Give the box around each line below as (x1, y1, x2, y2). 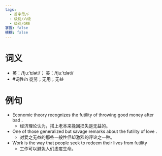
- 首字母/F (9, 12, 30, 17)
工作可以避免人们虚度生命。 (19, 146, 76, 152)
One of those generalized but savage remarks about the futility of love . (12, 128, 158, 134)
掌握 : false (5, 26, 28, 31)
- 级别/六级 (9, 16, 31, 21)
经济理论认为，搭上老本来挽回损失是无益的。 (19, 123, 111, 128)
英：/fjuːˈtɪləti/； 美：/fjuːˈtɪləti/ (12, 70, 74, 76)
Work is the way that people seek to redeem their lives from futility (12, 140, 148, 146)
